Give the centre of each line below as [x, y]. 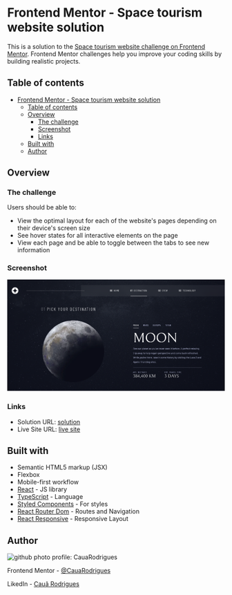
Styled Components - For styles [62, 504]
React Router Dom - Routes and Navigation [78, 511]
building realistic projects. [44, 61]
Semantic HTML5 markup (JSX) [62, 467]
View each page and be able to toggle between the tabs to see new [113, 243]
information [33, 250]
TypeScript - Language [50, 497]
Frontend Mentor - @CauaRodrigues [59, 571]
